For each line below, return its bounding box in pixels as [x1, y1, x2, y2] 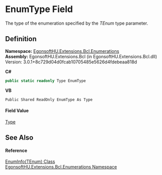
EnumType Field [5, 4, 73, 15]
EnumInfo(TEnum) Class [5, 158, 55, 164]
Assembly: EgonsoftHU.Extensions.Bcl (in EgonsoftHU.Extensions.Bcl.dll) [5, 53, 157, 59]
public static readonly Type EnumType [5, 78, 86, 83]
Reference [5, 147, 27, 153]
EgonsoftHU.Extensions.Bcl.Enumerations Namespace [5, 164, 117, 170]
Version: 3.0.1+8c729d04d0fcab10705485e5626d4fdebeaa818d [5, 59, 137, 65]
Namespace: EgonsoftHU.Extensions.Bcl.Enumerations [5, 48, 119, 54]
